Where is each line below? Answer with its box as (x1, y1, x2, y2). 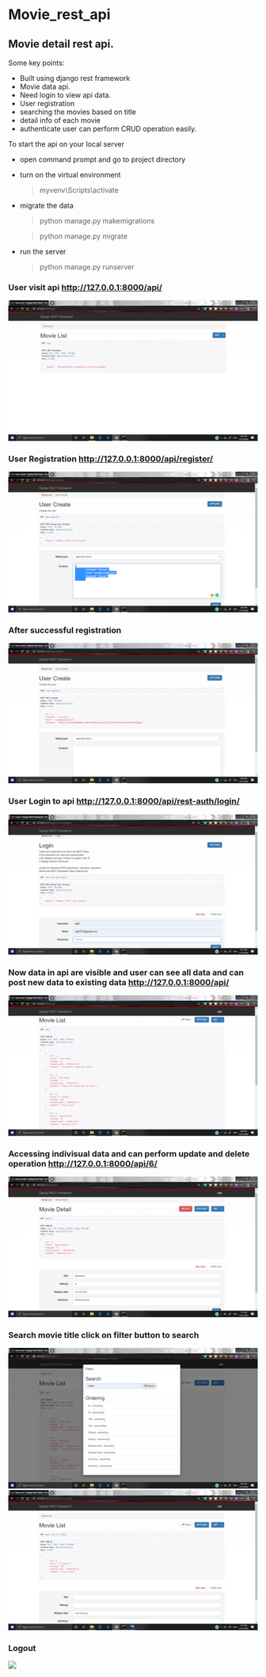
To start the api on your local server (8, 139, 125, 148)
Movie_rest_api (8, 6, 111, 24)
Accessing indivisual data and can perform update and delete (8, 1148, 250, 1159)
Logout (8, 1643, 36, 1653)
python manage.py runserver (39, 262, 135, 271)
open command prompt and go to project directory (19, 155, 186, 164)
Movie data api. (19, 82, 70, 91)
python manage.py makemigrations (39, 216, 155, 225)
